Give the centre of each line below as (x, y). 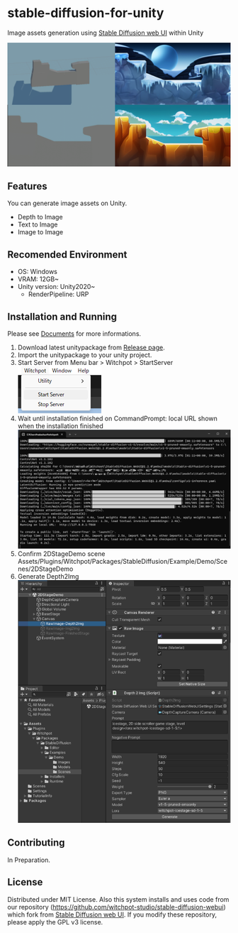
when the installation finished (61, 426)
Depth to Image (40, 217)
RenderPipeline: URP (58, 294)
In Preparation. (29, 860)
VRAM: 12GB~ (38, 279)
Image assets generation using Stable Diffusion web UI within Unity (106, 33)
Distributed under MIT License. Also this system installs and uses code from (118, 899)
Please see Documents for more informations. (74, 333)
